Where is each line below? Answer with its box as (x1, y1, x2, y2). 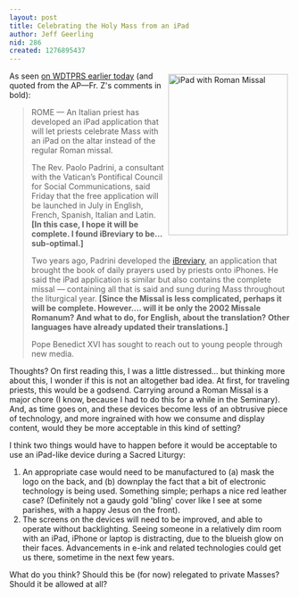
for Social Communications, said (30, 181, 151, 192)
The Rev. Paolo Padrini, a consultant (30, 162, 164, 173)
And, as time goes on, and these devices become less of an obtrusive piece (9, 403, 288, 415)
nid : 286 (9, 37, 42, 47)
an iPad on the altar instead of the (30, 136, 156, 146)
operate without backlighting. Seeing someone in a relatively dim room (21, 524, 282, 535)
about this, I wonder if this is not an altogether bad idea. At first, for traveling (9, 376, 290, 386)
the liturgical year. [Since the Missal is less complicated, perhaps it (30, 294, 283, 304)
